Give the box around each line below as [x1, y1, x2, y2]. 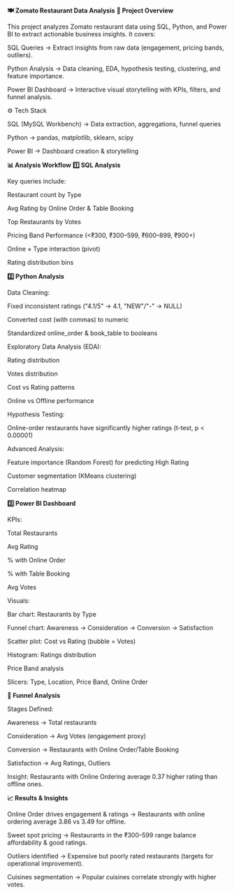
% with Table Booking [7, 569, 71, 578]
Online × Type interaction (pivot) [7, 244, 101, 253]
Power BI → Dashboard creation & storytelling [7, 147, 139, 155]
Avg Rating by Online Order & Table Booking [7, 204, 134, 212]
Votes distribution [7, 369, 58, 378]
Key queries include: [7, 177, 66, 185]
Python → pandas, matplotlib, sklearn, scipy [7, 133, 134, 142]
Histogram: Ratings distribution [7, 651, 96, 659]
